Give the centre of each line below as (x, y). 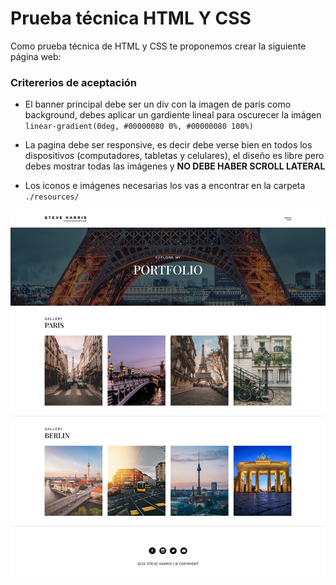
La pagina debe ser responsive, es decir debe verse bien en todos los (168, 145)
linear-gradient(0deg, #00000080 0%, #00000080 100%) (139, 127)
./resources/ (52, 197)
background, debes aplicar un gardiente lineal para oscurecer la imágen (173, 115)
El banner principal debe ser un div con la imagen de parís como (158, 104)
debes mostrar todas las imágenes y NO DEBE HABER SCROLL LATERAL (175, 166)
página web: (36, 56)
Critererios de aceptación (74, 82)
